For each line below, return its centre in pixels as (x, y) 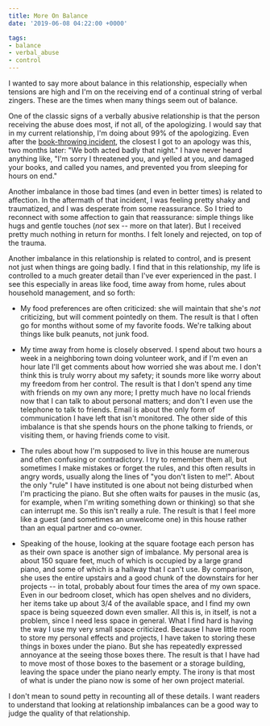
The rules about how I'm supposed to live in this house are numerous (135, 451)
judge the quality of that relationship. (69, 713)
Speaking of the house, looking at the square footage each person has (137, 543)
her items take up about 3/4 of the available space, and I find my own (135, 604)
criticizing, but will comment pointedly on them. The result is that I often (139, 317)
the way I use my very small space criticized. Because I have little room (138, 629)
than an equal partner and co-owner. (81, 528)
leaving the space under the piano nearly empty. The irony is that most (137, 672)
